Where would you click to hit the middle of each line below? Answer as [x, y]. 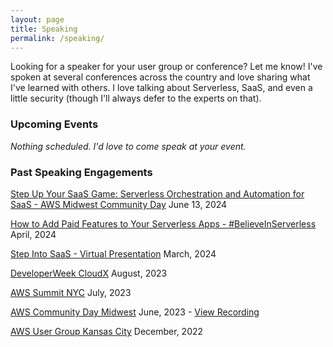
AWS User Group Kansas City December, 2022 [107, 331]
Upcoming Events [54, 124]
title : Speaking [44, 29]
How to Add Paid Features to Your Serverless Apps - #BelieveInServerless [163, 223]
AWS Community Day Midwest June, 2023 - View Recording [135, 312]
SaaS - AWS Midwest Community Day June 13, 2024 [119, 204]
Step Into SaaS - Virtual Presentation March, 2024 [113, 253]
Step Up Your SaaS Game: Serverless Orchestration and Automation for [157, 193]
